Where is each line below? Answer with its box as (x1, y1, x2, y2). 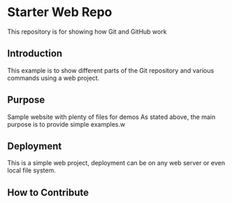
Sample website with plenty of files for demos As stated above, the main (7, 113, 216, 121)
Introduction (7, 48, 63, 59)
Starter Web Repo (7, 4, 113, 20)
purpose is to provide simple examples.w (7, 120, 126, 128)
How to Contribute (7, 186, 89, 198)
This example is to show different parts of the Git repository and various (7, 66, 215, 74)
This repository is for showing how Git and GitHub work (7, 27, 167, 36)
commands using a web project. (7, 73, 100, 82)
